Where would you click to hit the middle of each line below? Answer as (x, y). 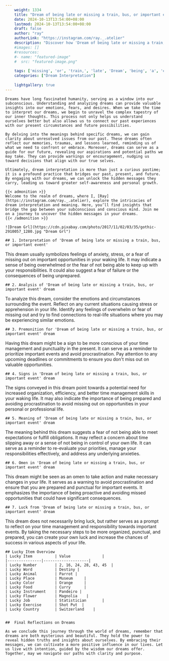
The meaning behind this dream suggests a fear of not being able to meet (81, 432)
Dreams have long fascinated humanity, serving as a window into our (80, 99)
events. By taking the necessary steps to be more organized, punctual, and (83, 532)
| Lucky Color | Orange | (46, 583)
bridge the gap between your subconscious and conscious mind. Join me (82, 209)
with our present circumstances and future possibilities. (68, 125)
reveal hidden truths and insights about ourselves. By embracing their (83, 640)
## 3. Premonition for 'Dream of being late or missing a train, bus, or (84, 329)
